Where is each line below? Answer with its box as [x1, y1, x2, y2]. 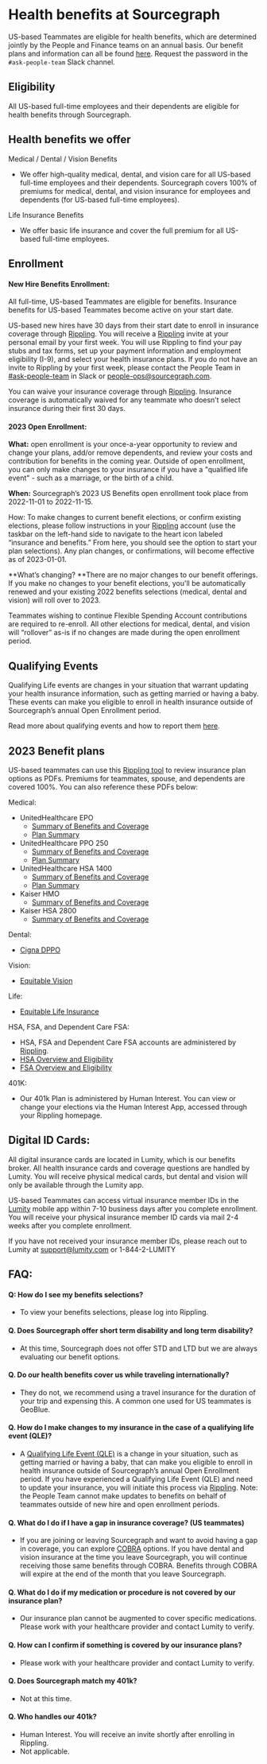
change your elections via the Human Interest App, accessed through [19, 1102, 248, 1111]
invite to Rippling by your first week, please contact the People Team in [8, 363, 241, 373]
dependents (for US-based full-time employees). [19, 195, 180, 204]
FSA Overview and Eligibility [19, 1063, 113, 1072]
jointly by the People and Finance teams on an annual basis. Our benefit [8, 40, 244, 49]
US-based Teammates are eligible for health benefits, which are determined [8, 32, 257, 41]
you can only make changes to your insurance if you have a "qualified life [8, 465, 249, 475]
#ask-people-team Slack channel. [8, 57, 115, 67]
